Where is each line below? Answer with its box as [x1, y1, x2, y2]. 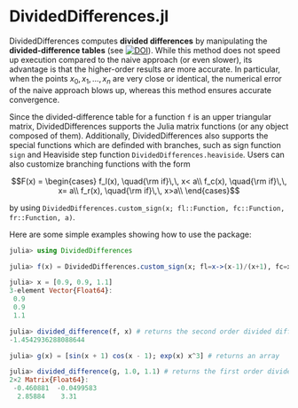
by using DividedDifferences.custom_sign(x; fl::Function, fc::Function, [9, 202, 286, 213]
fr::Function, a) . [9, 211, 75, 223]
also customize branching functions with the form [9, 158, 191, 169]
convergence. [9, 94, 60, 105]
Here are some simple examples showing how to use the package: [9, 229, 252, 239]
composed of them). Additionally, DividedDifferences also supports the [9, 130, 269, 141]
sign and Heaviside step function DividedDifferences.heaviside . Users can [9, 149, 286, 160]
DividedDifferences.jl [9, 6, 169, 27]
